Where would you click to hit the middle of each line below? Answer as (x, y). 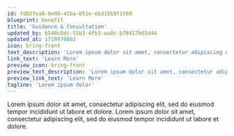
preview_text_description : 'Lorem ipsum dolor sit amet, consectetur (110, 71)
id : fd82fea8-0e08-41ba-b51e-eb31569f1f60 (70, 14)
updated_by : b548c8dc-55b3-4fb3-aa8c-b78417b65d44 (82, 33)
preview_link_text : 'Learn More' (56, 78)
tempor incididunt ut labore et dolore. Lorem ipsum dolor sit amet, (102, 112)
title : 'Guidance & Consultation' (57, 26)
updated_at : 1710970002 (42, 40)
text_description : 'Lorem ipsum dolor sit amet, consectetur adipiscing (115, 53)
